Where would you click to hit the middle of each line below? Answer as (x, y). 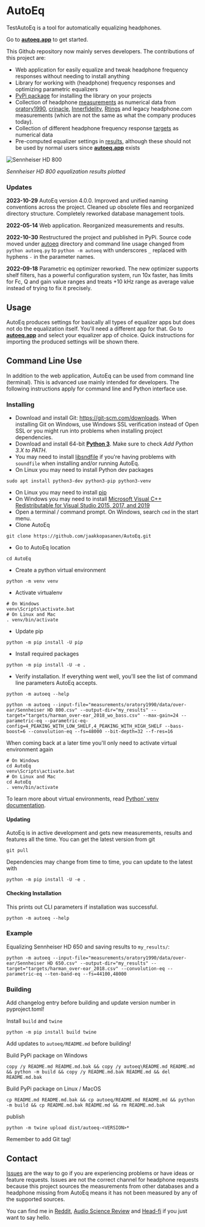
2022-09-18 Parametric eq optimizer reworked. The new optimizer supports (103, 269)
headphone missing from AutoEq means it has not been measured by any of (102, 1192)
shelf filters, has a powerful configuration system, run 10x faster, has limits (100, 275)
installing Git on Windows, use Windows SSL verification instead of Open (107, 424)
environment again (30, 750)
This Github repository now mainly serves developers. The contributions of (100, 51)
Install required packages (47, 654)
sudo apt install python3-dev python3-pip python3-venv (79, 481)
